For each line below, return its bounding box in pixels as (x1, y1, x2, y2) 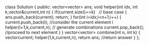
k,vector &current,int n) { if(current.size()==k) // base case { (5, 9, 127, 15)
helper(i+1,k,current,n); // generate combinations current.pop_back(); (5, 24, 144, 30)
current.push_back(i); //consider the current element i (5, 19, 113, 25)
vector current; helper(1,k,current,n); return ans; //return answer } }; (5, 34, 140, 40)
